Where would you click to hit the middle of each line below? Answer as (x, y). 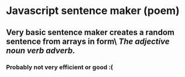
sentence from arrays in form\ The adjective (88, 41)
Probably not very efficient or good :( (60, 67)
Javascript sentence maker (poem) (93, 11)
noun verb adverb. (41, 50)
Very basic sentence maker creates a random (90, 32)
